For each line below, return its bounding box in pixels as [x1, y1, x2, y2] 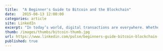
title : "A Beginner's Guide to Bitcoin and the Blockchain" [5, 7, 131, 12]
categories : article [5, 16, 47, 21]
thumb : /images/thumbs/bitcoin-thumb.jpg [5, 30, 90, 34]
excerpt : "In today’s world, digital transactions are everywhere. [5, 25, 145, 30]
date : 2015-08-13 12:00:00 [5, 12, 64, 17]
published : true [5, 39, 38, 44]
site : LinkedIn [5, 20, 36, 26]
